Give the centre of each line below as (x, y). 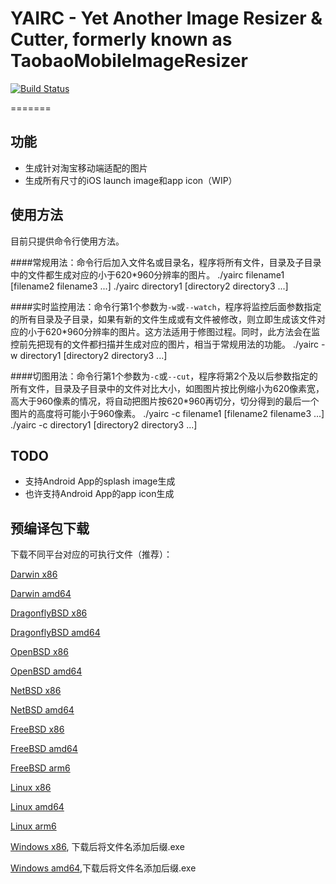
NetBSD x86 (36, 691)
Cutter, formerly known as (121, 39)
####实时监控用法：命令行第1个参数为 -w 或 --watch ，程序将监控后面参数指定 (166, 306)
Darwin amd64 (41, 594)
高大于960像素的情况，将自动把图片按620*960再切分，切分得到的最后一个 (165, 401)
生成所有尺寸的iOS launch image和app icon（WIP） (131, 180)
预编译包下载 (50, 528)
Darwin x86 (34, 574)
